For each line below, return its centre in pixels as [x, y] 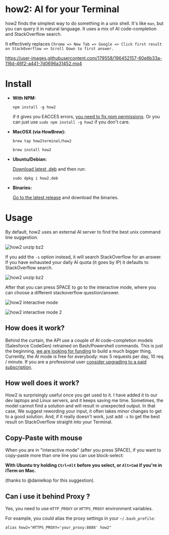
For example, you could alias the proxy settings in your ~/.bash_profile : [80, 518]
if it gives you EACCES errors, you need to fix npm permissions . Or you [86, 116]
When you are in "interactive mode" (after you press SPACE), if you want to [83, 450]
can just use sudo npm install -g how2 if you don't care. [71, 122]
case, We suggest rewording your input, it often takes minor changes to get [83, 411]
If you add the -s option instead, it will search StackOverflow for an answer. [84, 257]
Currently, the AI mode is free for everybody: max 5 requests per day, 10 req [84, 356]
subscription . [19, 367]
